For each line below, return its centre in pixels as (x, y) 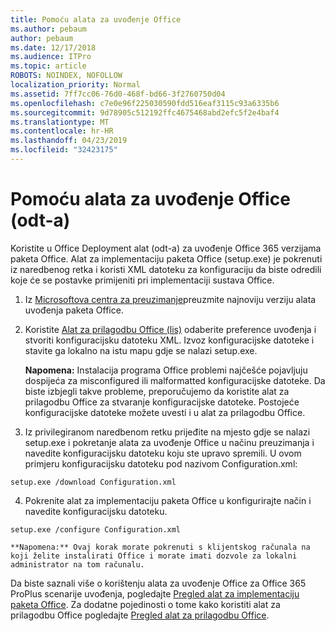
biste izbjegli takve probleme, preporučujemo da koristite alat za (157, 391)
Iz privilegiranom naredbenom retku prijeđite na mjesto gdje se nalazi (167, 432)
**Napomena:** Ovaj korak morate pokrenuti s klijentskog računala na (160, 547)
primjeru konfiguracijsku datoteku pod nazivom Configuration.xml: (161, 463)
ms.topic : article (48, 66)
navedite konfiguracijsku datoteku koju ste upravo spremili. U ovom (163, 453)
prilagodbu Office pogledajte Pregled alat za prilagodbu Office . (140, 615)
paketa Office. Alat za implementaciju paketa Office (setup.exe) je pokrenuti (166, 258)
